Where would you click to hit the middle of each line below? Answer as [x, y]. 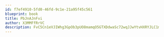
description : [18, 27]
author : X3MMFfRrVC [25, 23]
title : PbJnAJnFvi [24, 18]
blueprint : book [21, 14]
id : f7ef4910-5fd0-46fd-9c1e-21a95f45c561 [49, 9]
